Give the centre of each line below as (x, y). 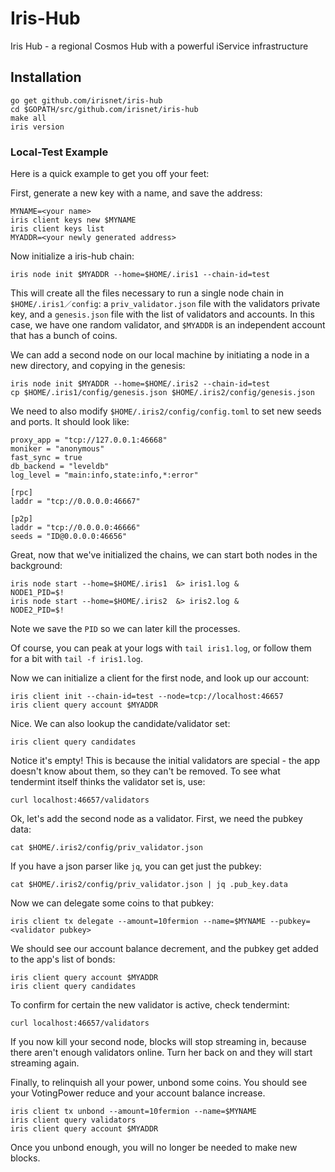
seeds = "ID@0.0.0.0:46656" (69, 537)
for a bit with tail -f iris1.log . (77, 659)
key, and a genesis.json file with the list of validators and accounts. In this (162, 314)
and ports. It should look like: (70, 422)
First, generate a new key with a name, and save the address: (136, 193)
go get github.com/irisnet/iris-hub (86, 100)
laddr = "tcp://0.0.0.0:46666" (75, 528)
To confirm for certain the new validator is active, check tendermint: (150, 1005)
